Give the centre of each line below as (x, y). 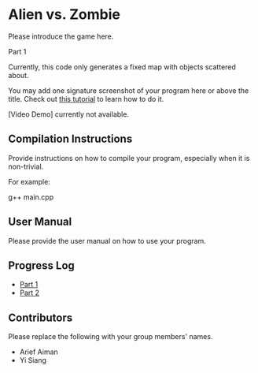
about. (18, 75)
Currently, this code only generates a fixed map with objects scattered (122, 67)
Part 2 (29, 293)
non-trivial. (26, 166)
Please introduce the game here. (61, 36)
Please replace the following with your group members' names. (111, 337)
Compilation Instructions (70, 139)
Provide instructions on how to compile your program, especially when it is (129, 158)
